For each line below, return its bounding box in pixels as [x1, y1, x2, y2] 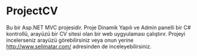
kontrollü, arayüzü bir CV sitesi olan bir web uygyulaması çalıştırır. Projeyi [6, 30, 186, 37]
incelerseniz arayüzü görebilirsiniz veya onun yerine [6, 36, 134, 43]
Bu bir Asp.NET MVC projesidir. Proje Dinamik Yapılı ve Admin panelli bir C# [6, 24, 191, 31]
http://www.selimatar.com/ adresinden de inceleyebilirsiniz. [6, 43, 152, 50]
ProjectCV [6, 4, 58, 18]
